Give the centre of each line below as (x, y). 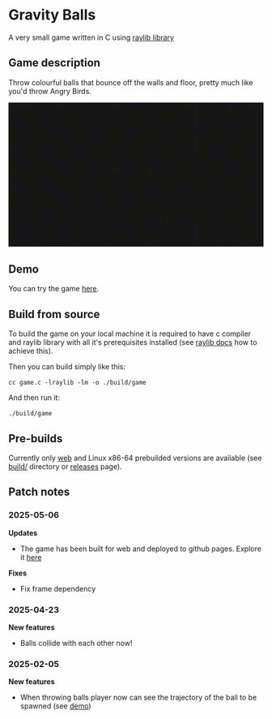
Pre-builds (36, 439)
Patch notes (39, 492)
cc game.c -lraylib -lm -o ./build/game (78, 383)
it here (31, 557)
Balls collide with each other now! (76, 644)
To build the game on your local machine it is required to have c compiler (130, 334)
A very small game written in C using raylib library (91, 37)
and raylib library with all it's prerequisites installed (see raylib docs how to (133, 342)
